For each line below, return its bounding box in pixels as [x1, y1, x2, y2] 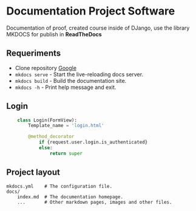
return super [49, 150, 83, 157]
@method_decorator [28, 134, 75, 140]
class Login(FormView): [17, 117, 78, 123]
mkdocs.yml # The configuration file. [6, 183, 113, 189]
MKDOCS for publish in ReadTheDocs [6, 30, 102, 37]
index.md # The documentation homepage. [17, 193, 123, 200]
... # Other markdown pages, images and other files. [17, 199, 172, 205]
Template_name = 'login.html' [28, 123, 104, 129]
